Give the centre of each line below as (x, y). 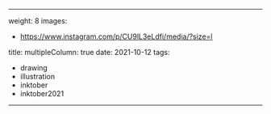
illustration (37, 76)
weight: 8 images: (38, 21)
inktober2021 (42, 93)
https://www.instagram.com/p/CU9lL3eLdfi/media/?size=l (116, 36)
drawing (34, 68)
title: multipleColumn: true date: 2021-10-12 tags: (90, 52)
